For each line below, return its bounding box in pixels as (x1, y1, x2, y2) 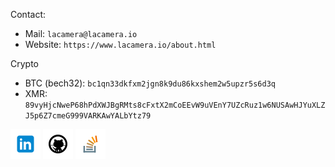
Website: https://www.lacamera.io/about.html (24, 39, 217, 50)
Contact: (10, 9, 47, 20)
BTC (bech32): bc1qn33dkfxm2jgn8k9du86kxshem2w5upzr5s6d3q (24, 77, 276, 89)
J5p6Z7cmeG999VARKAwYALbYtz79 (24, 111, 152, 121)
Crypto (10, 58, 39, 69)
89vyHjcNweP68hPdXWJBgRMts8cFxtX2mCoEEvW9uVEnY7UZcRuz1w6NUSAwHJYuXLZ (24, 100, 326, 110)
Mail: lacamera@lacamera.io (24, 28, 138, 39)
